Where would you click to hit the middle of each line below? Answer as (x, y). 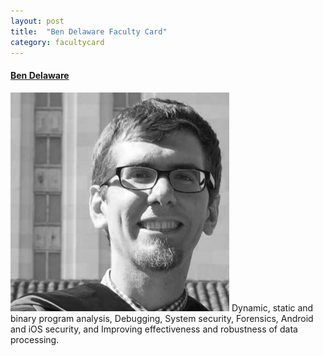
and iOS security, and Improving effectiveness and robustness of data (154, 329)
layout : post (37, 21)
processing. (35, 339)
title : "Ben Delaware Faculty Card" (89, 31)
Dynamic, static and (272, 307)
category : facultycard (57, 42)
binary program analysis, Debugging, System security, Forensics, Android (162, 318)
